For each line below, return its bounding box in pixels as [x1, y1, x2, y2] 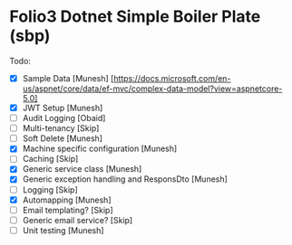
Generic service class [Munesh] [22, 164, 142, 174]
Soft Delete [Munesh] [22, 133, 102, 144]
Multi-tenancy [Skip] [22, 123, 100, 134]
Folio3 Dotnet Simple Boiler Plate [9, 6, 261, 27]
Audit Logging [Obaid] [22, 113, 106, 124]
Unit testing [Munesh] [22, 224, 104, 236]
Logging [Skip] [22, 184, 79, 195]
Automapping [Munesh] [22, 194, 112, 205]
